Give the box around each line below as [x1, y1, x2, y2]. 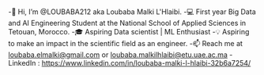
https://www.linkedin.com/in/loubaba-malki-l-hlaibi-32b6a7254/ [41, 59, 251, 67]
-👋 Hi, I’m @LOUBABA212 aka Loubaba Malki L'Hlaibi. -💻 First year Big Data [8, 7, 256, 16]
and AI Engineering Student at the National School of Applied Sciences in [8, 19, 247, 27]
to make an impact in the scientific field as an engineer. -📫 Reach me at [8, 39, 243, 48]
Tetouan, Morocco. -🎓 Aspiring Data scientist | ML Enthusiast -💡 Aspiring [8, 27, 250, 36]
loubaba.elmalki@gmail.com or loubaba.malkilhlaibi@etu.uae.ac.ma [8, 50, 228, 59]
